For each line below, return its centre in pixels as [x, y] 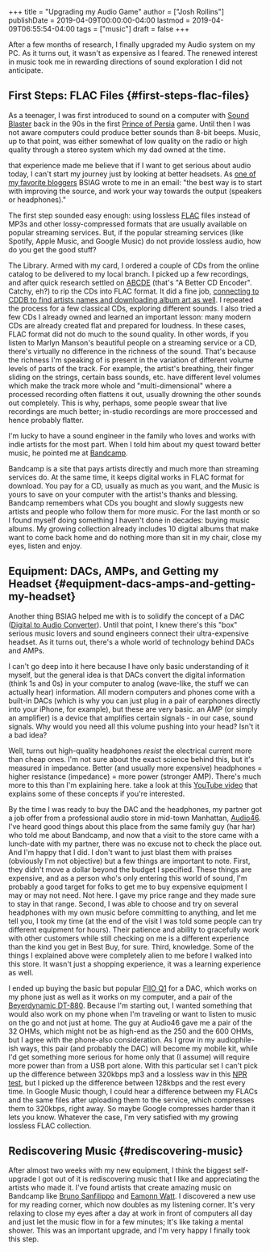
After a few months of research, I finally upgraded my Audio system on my [132, 44]
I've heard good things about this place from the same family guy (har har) [132, 826]
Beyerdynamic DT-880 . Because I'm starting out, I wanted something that [130, 1005]
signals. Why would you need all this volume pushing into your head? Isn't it [134, 726]
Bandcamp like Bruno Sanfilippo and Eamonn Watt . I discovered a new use [132, 1196]
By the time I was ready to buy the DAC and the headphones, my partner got [135, 809]
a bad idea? [28, 734]
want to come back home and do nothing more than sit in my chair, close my [135, 537]
